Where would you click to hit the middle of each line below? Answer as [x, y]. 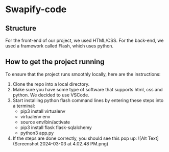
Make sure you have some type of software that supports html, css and [88, 89]
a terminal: [24, 106]
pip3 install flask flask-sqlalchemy [56, 127]
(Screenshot [26, 143]
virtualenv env [35, 116]
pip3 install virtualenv [43, 111]
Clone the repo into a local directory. [51, 84]
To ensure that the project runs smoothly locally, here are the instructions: [83, 74]
